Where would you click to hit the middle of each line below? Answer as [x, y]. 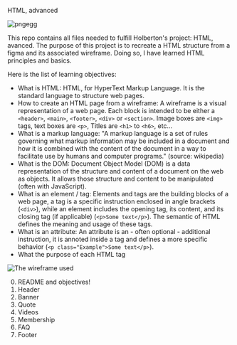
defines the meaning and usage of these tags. [85, 224]
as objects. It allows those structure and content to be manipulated [115, 179]
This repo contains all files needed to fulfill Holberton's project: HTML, [110, 38]
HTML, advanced [33, 10]
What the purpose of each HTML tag [72, 254]
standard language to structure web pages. [81, 96]
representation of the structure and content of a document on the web [121, 171]
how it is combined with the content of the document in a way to [112, 148]
